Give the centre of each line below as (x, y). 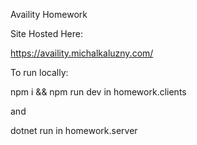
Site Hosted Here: (47, 33)
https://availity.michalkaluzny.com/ (82, 53)
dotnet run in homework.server (74, 130)
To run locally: (39, 72)
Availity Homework (49, 14)
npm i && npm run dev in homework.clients (98, 92)
